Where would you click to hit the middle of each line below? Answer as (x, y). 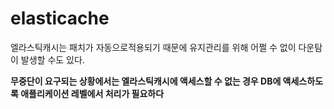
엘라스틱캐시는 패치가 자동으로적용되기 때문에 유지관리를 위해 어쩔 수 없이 (153, 47)
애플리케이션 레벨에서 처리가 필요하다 (92, 93)
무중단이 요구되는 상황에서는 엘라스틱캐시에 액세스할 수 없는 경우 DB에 (146, 81)
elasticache (60, 18)
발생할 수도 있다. (52, 59)
